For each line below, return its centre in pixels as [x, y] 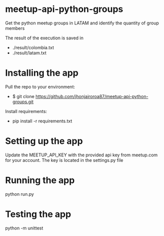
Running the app [40, 180]
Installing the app [42, 73]
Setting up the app [44, 141]
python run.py [19, 194]
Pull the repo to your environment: [40, 87]
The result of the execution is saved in [44, 38]
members [15, 28]
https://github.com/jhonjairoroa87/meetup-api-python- [92, 96]
